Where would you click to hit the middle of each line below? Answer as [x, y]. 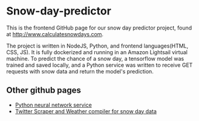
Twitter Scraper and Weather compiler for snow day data [86, 111]
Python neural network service [53, 105]
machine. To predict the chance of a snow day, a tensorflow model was [95, 58]
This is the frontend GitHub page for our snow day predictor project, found [99, 28]
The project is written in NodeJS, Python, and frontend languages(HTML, [97, 46]
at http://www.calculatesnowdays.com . [55, 34]
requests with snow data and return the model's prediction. [80, 71]
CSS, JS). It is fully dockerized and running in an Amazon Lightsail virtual [97, 52]
